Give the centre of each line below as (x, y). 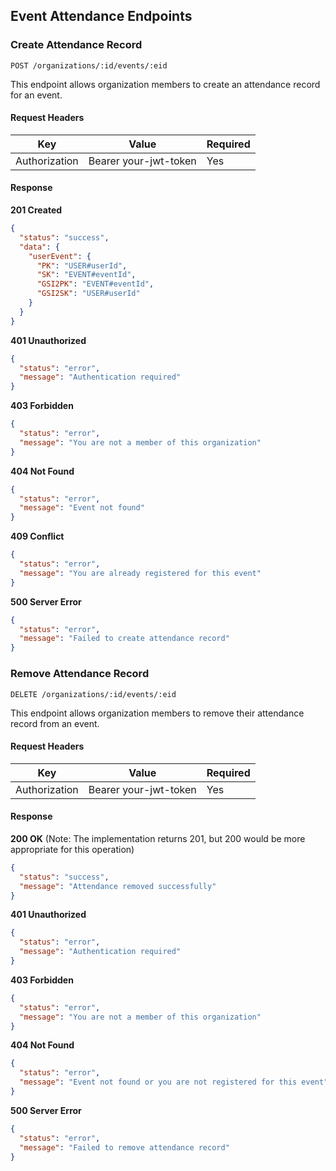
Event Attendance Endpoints (101, 16)
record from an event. (55, 723)
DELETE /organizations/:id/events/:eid (93, 694)
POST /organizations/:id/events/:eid (89, 65)
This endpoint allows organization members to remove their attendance (157, 713)
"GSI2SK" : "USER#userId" (88, 294)
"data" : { (39, 247)
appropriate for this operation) (72, 849)
